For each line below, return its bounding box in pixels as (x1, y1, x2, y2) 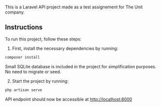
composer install (5, 55, 40, 60)
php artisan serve (5, 87, 42, 92)
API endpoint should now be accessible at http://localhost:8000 (5, 96, 132, 102)
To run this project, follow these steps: (5, 36, 81, 42)
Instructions (5, 23, 43, 31)
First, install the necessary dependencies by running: (12, 46, 118, 51)
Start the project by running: (12, 78, 69, 84)
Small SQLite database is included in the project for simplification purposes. (5, 63, 157, 69)
